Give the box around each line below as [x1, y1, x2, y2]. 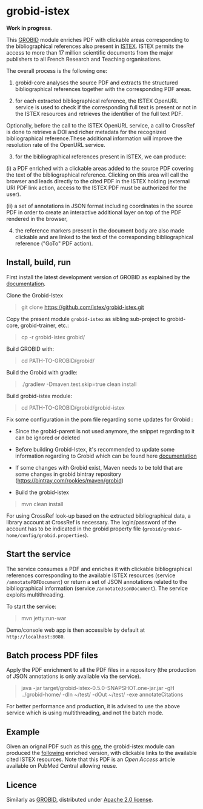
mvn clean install [21, 500, 64, 507]
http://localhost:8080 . [6, 632, 65, 640]
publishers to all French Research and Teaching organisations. [6, 55, 162, 63]
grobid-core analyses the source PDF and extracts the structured [15, 79, 178, 86]
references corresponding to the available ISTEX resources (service [6, 572, 176, 579]
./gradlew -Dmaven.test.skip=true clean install [21, 381, 137, 388]
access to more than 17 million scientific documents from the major [6, 49, 174, 56]
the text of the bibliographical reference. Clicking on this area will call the [6, 171, 189, 178]
